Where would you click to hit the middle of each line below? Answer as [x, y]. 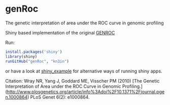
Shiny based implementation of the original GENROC [60, 32]
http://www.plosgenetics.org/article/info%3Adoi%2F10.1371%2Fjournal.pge [86, 91]
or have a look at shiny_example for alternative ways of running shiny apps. [84, 71]
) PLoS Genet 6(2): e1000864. [58, 97]
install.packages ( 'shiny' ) [34, 52]
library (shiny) [21, 56]
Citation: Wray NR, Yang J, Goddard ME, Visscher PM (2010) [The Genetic [82, 81]
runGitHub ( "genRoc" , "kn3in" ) [37, 61]
